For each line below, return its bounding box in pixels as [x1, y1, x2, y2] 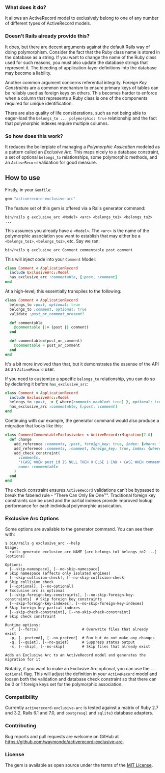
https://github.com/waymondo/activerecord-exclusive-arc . [5, 739, 124, 744]
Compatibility [5, 693, 38, 700]
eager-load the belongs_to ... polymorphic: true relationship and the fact [5, 115, 157, 121]
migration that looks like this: [5, 423, 63, 429]
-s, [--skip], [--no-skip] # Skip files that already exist [9, 644, 151, 649]
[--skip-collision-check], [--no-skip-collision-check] [9, 575, 126, 580]
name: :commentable [18, 464, 58, 470]
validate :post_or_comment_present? [9, 311, 84, 316]
